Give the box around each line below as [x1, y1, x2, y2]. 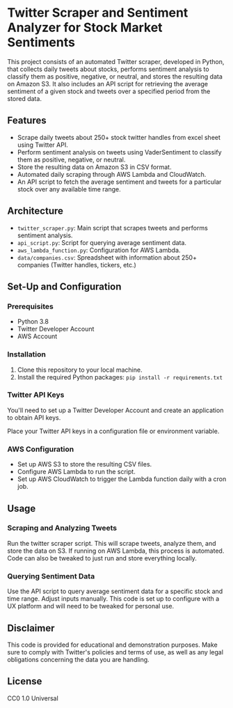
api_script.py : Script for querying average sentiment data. [17, 238, 186, 246]
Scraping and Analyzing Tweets [7, 524, 117, 533]
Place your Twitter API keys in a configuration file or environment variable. [7, 427, 220, 435]
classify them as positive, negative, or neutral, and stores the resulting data [7, 72, 223, 81]
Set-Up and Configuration [7, 281, 122, 292]
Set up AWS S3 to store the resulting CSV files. [17, 460, 152, 469]
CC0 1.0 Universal [7, 694, 59, 702]
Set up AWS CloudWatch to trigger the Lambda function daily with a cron [17, 475, 227, 483]
